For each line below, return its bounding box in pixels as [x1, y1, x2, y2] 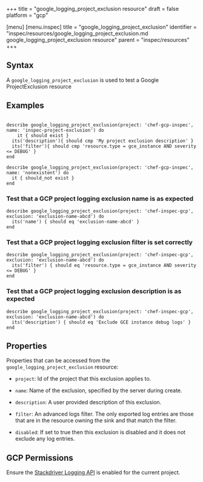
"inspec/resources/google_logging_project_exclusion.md [6, 30, 148, 37]
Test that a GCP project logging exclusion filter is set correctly [6, 238, 193, 246]
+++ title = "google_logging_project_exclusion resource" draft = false [6, 5, 179, 12]
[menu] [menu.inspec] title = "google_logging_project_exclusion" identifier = [6, 24, 197, 30]
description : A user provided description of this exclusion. [15, 399, 162, 406]
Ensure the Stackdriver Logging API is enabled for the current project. [6, 469, 181, 476]
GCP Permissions [6, 452, 74, 463]
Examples [6, 100, 44, 111]
